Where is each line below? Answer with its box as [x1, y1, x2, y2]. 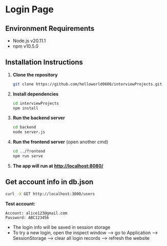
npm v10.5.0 [12, 43, 39, 49]
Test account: [5, 200, 36, 206]
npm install [12, 105, 38, 111]
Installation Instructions [5, 58, 83, 67]
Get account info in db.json [5, 178, 94, 186]
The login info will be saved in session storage [12, 224, 111, 230]
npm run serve [12, 154, 43, 159]
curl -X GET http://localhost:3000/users [5, 191, 95, 196]
